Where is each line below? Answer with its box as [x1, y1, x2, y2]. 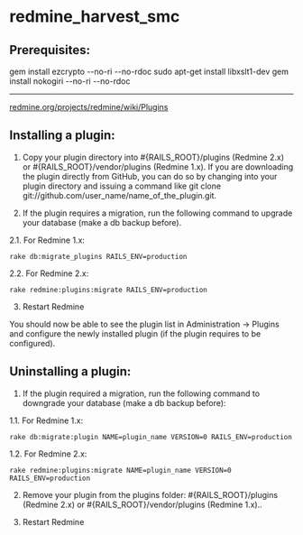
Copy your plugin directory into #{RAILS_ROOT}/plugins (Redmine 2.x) [22, 152, 285, 162]
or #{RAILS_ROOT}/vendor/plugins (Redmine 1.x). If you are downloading [22, 161, 294, 172]
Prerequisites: [9, 42, 90, 58]
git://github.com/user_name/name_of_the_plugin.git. [22, 189, 217, 200]
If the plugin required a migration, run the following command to [22, 388, 260, 399]
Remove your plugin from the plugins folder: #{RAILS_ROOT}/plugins [22, 489, 278, 500]
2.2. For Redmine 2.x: [9, 268, 89, 279]
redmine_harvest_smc [9, 6, 180, 27]
